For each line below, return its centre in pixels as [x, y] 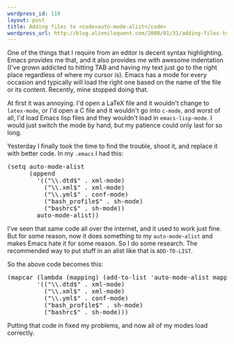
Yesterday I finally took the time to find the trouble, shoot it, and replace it [112, 146]
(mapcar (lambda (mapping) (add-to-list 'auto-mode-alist [108, 278]
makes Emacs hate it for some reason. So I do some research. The [102, 243]
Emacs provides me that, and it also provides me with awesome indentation [116, 60]
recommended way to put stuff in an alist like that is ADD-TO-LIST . [100, 251]
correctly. [21, 333]
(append [42, 174]
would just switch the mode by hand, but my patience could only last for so [115, 125]
